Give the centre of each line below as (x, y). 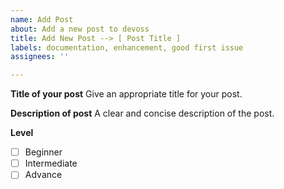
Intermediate (51, 163)
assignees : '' (40, 57)
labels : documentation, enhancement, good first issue (127, 47)
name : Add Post (42, 19)
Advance (43, 175)
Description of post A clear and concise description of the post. (142, 113)
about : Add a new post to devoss (80, 29)
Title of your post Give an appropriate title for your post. (126, 94)
